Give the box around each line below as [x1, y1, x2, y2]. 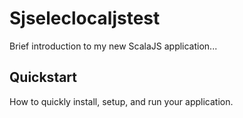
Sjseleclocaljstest [9, 7, 161, 30]
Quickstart [9, 69, 78, 86]
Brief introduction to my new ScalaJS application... [9, 40, 218, 52]
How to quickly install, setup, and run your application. [9, 95, 234, 107]
